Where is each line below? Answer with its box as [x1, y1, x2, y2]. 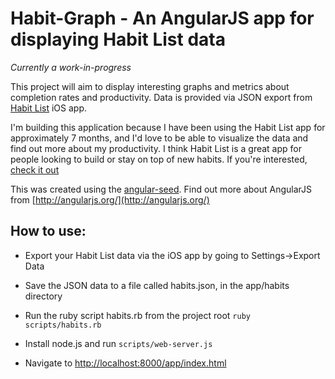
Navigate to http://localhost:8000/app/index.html [24, 357, 227, 369]
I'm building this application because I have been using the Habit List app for [10, 121, 326, 133]
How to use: [10, 223, 87, 240]
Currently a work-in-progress [10, 61, 132, 73]
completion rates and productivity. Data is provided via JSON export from [10, 91, 313, 103]
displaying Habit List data [10, 28, 226, 51]
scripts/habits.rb [24, 320, 102, 330]
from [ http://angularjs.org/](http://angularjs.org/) [10, 193, 210, 206]
